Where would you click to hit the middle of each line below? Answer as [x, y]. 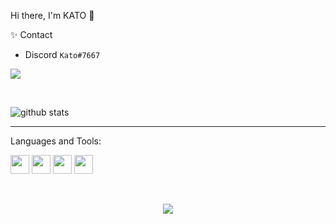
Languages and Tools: [56, 141]
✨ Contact [31, 34]
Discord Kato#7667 [62, 54]
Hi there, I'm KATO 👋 [52, 15]
